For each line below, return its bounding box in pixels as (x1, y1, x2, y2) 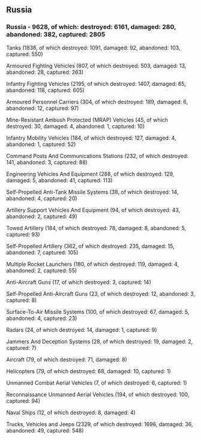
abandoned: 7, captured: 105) (6, 249, 79, 256)
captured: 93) (6, 231, 40, 238)
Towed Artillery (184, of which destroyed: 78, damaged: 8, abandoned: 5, (6, 224, 187, 231)
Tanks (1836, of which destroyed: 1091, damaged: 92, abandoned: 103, (6, 44, 181, 51)
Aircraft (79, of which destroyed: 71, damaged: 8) (6, 356, 127, 363)
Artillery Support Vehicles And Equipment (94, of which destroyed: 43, (6, 206, 181, 213)
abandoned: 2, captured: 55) (6, 267, 77, 274)
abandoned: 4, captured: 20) (6, 195, 77, 202)
